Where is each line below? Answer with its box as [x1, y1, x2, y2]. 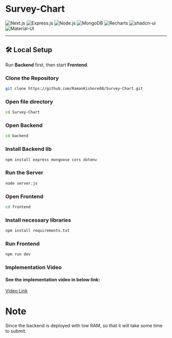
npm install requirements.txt [5, 228, 70, 233]
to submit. [5, 328, 27, 334]
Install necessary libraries [5, 216, 72, 224]
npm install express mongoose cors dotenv [5, 157, 97, 162]
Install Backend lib [5, 146, 52, 153]
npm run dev [5, 252, 31, 257]
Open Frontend [5, 192, 44, 200]
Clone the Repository [5, 75, 59, 82]
